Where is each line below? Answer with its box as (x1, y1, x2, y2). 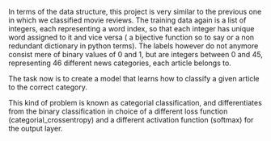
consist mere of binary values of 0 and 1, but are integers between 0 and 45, (8, 50, 263, 59)
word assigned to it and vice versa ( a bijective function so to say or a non (8, 32, 255, 42)
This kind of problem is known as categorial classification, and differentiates (8, 98, 263, 107)
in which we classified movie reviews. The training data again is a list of (8, 15, 247, 25)
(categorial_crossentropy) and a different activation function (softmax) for (8, 115, 254, 124)
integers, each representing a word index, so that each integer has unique (8, 24, 255, 33)
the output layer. (8, 124, 63, 133)
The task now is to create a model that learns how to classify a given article (8, 74, 260, 83)
